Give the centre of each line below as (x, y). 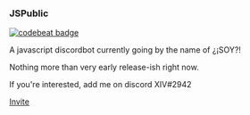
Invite (19, 102)
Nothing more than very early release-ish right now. (104, 67)
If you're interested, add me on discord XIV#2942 (100, 85)
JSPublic (29, 13)
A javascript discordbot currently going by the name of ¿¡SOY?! (125, 50)
